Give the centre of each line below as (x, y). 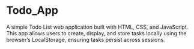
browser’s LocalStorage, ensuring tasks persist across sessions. (86, 39)
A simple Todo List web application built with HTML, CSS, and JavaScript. (97, 27)
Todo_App (32, 10)
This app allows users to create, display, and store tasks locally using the (96, 33)
